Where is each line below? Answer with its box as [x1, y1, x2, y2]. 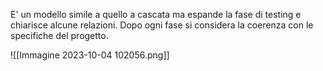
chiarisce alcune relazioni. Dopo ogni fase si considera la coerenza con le [10, 19, 314, 31]
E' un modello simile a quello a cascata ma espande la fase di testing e [10, 9, 302, 20]
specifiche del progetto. [10, 30, 109, 41]
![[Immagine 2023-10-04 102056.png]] [10, 49, 170, 61]
